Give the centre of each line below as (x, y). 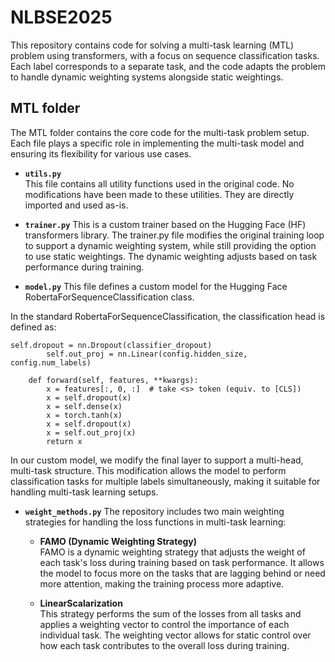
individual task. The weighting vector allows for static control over (175, 635)
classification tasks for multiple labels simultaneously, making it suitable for (165, 481)
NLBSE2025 (61, 17)
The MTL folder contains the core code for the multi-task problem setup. (160, 132)
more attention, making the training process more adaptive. (162, 583)
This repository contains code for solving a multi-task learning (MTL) (152, 45)
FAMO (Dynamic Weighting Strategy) (118, 541)
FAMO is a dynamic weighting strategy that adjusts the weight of (172, 552)
